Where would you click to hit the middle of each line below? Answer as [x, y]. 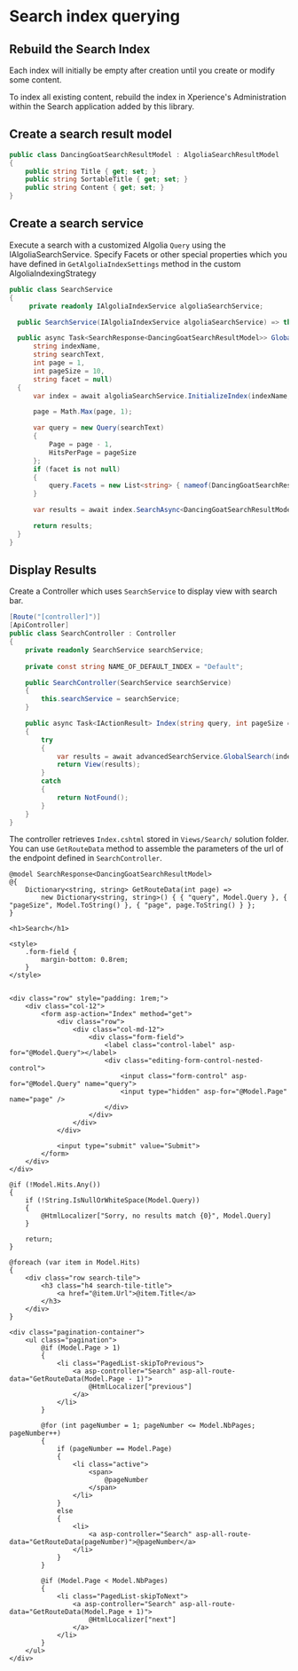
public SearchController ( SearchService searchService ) [129, 682]
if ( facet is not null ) [77, 469]
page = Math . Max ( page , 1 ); [82, 412]
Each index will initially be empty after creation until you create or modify [142, 70]
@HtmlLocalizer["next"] [132, 1620]
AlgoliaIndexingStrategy [53, 273]
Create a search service [77, 224]
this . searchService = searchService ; [110, 699]
